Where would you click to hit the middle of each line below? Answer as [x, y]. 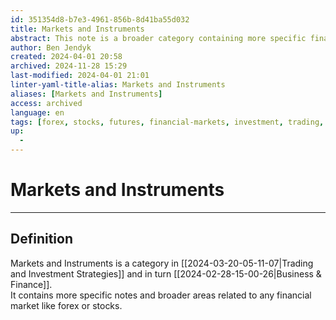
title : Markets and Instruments [77, 29]
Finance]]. [31, 284]
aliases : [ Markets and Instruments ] [86, 94]
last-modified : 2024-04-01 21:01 [80, 76]
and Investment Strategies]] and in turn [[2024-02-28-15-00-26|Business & [166, 273]
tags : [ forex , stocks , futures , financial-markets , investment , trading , [167, 122]
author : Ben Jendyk [51, 47]
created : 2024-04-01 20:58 [66, 57]
